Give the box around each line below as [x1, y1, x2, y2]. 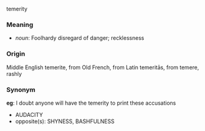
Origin [6, 50, 26, 58]
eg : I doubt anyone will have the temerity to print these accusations [6, 99, 176, 107]
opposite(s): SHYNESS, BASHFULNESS [15, 118, 115, 125]
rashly [6, 70, 23, 77]
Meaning [6, 20, 34, 29]
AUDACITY [15, 111, 43, 118]
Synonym [6, 85, 35, 94]
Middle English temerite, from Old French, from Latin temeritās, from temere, [6, 64, 199, 71]
